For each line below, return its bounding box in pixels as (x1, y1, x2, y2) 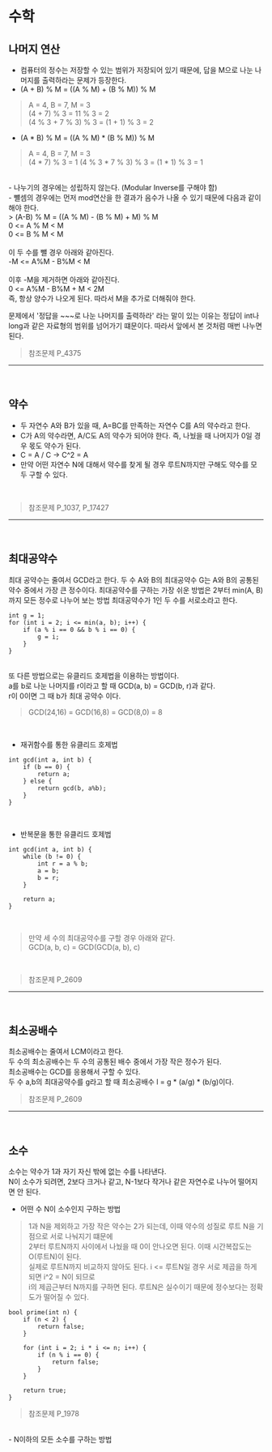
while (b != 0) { (23, 852, 82, 861)
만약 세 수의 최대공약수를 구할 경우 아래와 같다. (28, 933, 176, 942)
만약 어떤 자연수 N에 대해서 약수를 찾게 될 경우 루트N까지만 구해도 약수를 (19, 459, 249, 469)
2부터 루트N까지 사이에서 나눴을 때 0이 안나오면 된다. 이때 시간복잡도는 (28, 1241, 253, 1252)
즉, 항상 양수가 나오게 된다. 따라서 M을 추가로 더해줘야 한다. (8, 293, 196, 303)
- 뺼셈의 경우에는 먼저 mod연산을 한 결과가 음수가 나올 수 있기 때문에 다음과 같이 (8, 193, 261, 203)
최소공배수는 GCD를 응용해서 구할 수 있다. (8, 1067, 141, 1077)
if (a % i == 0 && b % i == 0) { (23, 626, 136, 634)
